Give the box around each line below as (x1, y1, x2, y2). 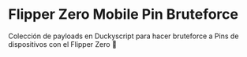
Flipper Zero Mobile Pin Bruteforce (8, 5, 239, 23)
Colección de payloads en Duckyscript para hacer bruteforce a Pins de (8, 31, 239, 41)
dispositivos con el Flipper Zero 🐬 (8, 39, 117, 48)
